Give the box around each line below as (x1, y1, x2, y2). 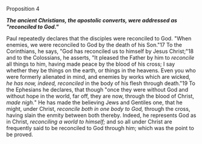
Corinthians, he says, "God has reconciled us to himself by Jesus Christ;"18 (6, 48, 194, 55)
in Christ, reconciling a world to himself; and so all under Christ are (6, 118, 172, 125)
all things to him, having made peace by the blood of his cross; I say (6, 60, 175, 67)
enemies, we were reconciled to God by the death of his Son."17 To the (6, 42, 183, 48)
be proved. (6, 131, 33, 138)
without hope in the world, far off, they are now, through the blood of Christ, (6, 93, 195, 99)
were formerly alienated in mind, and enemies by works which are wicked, (6, 74, 191, 80)
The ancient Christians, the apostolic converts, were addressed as (6, 17, 178, 23)
